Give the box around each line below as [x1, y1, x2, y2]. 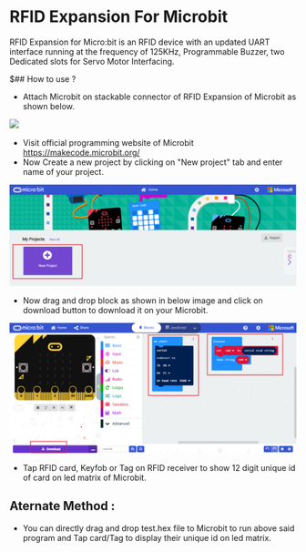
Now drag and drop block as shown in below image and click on [22, 295, 264, 306]
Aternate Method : [9, 498, 116, 514]
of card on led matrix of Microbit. [22, 472, 148, 483]
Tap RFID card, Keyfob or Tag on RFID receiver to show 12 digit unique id [22, 462, 296, 473]
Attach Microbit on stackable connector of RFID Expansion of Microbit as [22, 91, 297, 102]
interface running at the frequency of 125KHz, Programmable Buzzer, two [9, 46, 285, 56]
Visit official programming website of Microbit [22, 137, 194, 148]
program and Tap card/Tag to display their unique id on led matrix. [22, 532, 271, 543]
